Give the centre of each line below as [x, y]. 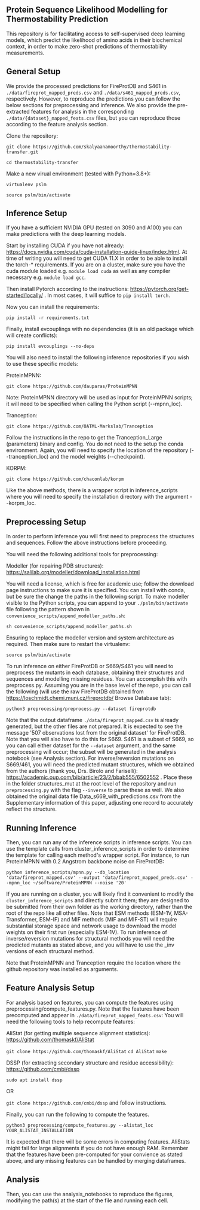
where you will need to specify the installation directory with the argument [97, 497]
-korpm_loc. [21, 503]
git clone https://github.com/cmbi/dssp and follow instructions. [87, 1103]
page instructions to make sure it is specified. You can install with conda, [96, 590]
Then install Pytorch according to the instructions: [68, 289]
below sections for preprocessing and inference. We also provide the [91, 105]
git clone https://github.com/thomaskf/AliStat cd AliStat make [87, 1051]
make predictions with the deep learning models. [66, 234]
